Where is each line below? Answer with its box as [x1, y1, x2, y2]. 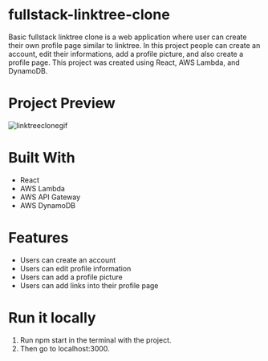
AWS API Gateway [19, 192, 81, 202]
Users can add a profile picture [19, 272, 123, 282]
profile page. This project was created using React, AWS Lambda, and [8, 58, 241, 67]
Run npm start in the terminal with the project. [19, 335, 172, 345]
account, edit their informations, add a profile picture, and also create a [8, 49, 244, 58]
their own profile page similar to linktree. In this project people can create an [8, 40, 261, 50]
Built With [8, 149, 75, 167]
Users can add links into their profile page [19, 280, 159, 290]
